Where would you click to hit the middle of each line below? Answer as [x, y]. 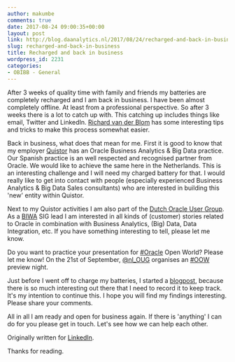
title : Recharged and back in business [65, 53]
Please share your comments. [50, 302]
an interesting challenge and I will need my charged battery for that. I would [116, 173]
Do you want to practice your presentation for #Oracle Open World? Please [115, 252]
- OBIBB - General [34, 72]
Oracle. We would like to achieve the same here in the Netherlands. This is [114, 165]
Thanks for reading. [36, 351]
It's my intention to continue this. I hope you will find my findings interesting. [117, 295]
